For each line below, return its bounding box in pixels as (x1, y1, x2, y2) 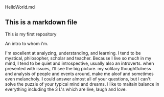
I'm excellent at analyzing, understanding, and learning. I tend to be (5, 50, 141, 56)
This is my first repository (5, 31, 57, 37)
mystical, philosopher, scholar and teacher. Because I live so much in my (5, 55, 152, 61)
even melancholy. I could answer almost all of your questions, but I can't (5, 76, 151, 82)
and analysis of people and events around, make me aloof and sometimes (5, 71, 154, 77)
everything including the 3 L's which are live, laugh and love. (5, 86, 127, 92)
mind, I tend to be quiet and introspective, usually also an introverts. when (5, 60, 154, 66)
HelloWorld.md (5, 4, 35, 10)
